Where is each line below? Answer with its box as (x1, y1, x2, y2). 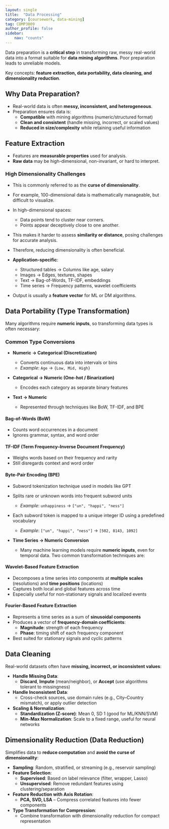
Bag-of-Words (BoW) (5, 416, 50, 422)
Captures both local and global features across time (12, 585, 121, 591)
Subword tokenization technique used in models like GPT (12, 483, 131, 489)
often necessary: (5, 326, 40, 332)
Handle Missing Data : (12, 673, 59, 679)
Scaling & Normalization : (12, 705, 66, 711)
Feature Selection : (12, 769, 52, 776)
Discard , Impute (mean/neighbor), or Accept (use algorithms (20, 678, 148, 684)
